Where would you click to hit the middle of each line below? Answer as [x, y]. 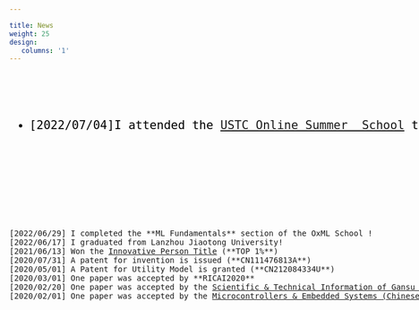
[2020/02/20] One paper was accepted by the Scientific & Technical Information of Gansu [212, 287]
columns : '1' [45, 50]
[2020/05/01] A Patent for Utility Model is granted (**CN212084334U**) [172, 269]
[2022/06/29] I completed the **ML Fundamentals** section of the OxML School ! [191, 233]
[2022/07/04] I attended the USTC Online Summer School [217, 125]
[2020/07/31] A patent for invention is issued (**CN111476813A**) [160, 260]
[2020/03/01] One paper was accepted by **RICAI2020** [132, 278]
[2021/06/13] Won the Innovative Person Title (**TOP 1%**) [144, 251]
